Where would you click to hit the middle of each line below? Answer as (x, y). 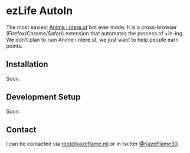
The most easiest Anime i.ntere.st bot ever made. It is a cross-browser (91, 27)
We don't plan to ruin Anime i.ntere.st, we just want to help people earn (92, 39)
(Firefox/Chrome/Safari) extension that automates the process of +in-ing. (95, 33)
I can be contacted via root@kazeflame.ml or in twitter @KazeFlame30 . (93, 144)
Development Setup (43, 97)
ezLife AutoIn (40, 11)
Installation (27, 64)
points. (14, 46)
